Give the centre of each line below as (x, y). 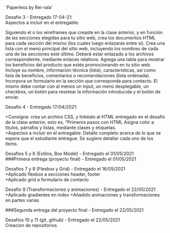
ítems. (12, 144)
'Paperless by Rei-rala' (29, 7)
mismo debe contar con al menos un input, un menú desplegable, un (77, 86)
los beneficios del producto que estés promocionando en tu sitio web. (78, 65)
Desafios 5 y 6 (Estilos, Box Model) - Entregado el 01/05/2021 (70, 154)
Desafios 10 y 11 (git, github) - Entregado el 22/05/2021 (63, 220)
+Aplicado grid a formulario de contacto (47, 179)
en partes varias (22, 200)
